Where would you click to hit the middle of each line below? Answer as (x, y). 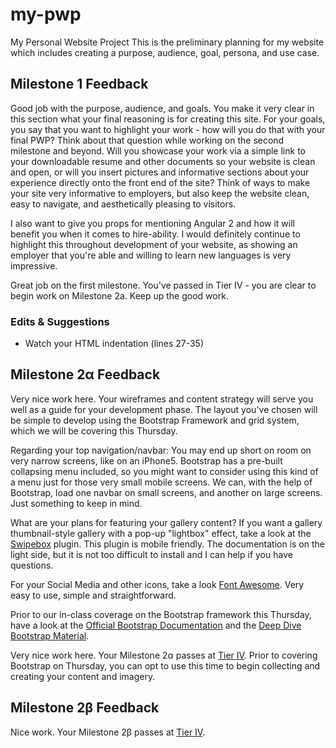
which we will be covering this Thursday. (94, 430)
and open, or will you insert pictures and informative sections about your (160, 172)
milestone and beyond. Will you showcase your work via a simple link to (158, 150)
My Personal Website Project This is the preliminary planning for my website (167, 42)
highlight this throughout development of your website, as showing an (154, 244)
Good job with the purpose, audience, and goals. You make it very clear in (162, 108)
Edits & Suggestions (60, 321)
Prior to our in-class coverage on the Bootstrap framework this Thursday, (161, 614)
